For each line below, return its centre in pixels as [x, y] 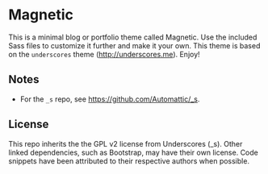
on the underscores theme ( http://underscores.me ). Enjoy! [104, 54]
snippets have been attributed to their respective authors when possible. [129, 161]
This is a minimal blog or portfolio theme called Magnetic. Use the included [133, 37]
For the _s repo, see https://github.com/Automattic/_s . [110, 99]
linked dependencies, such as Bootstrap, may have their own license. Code [133, 152]
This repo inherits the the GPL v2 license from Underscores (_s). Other [126, 143]
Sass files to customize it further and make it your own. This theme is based [134, 45]
